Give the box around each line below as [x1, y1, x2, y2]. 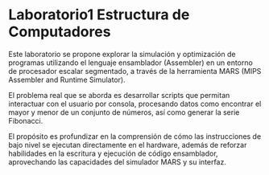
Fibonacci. [8, 116, 43, 125]
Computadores [8, 22, 111, 41]
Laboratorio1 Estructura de [8, 6, 190, 24]
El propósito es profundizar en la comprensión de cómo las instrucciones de [8, 131, 262, 141]
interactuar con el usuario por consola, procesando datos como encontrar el [8, 99, 262, 108]
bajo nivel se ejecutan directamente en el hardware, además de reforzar [8, 140, 247, 149]
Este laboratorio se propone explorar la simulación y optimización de [8, 49, 236, 59]
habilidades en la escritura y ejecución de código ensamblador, [8, 149, 219, 158]
